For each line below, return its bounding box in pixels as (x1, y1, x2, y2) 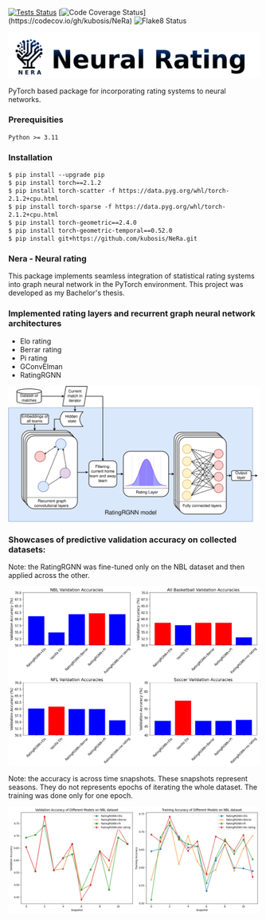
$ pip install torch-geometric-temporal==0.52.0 (8, 227, 173, 235)
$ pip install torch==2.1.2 (8, 179, 102, 187)
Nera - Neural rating (8, 254, 88, 265)
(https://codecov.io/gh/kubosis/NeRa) (8, 16, 133, 26)
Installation (8, 151, 53, 163)
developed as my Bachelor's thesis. (8, 288, 125, 298)
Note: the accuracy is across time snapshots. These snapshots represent (8, 773, 248, 783)
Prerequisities (8, 114, 64, 125)
